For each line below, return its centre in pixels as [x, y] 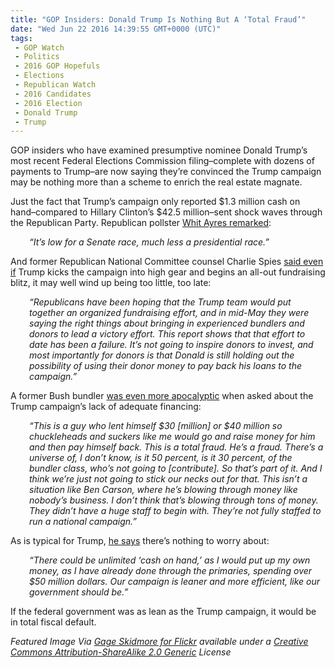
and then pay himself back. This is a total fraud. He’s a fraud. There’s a [176, 447]
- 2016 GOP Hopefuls [57, 66]
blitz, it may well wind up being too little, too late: [111, 283]
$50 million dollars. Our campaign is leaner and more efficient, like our [175, 582]
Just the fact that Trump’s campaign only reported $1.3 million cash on [155, 202]
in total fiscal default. [53, 622]
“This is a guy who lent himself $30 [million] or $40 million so [156, 426]
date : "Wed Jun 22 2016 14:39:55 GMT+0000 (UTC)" [116, 29]
